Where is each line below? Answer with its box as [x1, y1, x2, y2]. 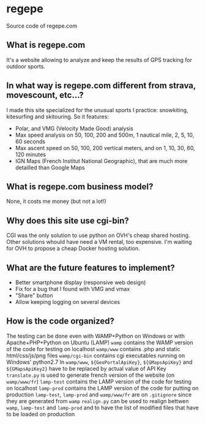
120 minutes [15, 151, 46, 158]
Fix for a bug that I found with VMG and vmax [15, 286, 130, 292]
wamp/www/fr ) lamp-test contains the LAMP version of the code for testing [6, 377, 192, 385]
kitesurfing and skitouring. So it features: [6, 113, 109, 120]
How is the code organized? [6, 316, 115, 327]
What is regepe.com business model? [6, 181, 154, 192]
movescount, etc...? [6, 90, 84, 100]
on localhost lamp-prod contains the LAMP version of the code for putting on [6, 384, 199, 392]
